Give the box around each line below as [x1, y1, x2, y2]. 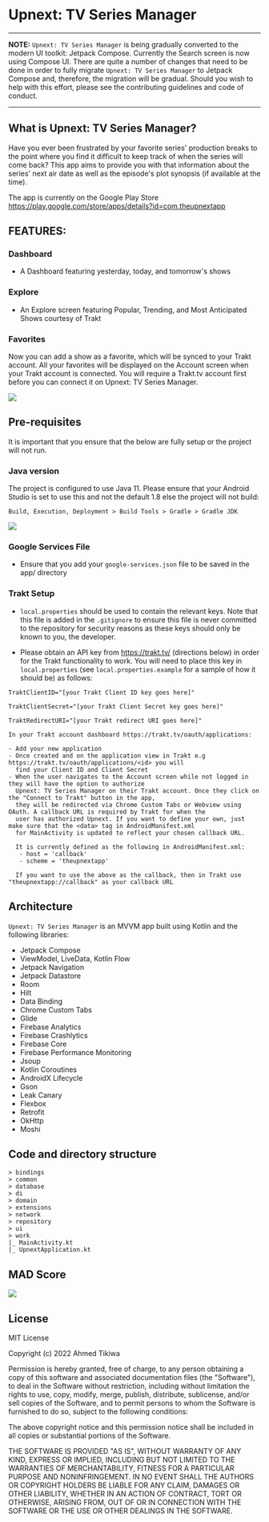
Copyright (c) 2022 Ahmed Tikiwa [8, 1348, 120, 1358]
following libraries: [8, 929, 70, 940]
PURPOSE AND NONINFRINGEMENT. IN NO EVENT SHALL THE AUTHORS [8, 1471, 255, 1481]
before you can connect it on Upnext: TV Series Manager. [8, 377, 199, 387]
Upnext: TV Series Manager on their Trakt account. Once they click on [15, 786, 260, 795]
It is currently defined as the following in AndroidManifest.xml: [15, 842, 246, 851]
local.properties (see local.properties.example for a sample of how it [19, 664, 256, 674]
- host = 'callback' [18, 850, 88, 858]
